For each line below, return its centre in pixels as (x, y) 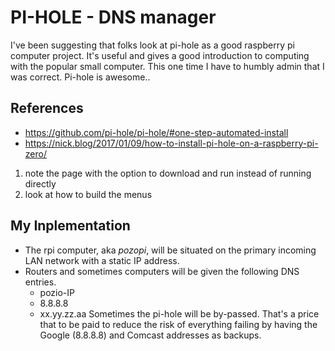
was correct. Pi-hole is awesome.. (80, 77)
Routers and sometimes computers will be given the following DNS (162, 271)
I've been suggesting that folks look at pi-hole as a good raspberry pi (152, 45)
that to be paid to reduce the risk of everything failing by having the (178, 324)
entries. (40, 282)
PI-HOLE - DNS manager (113, 17)
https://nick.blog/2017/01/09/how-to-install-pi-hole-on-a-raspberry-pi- (171, 143)
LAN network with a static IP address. (102, 260)
